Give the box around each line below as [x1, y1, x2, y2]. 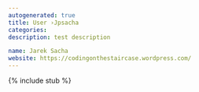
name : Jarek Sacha [8, 48, 68, 55]
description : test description [8, 33, 111, 41]
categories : [8, 26, 47, 34]
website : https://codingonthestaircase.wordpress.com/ [8, 55, 192, 62]
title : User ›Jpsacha [8, 19, 79, 27]
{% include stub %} [8, 76, 72, 85]
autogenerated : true [8, 11, 76, 19]
